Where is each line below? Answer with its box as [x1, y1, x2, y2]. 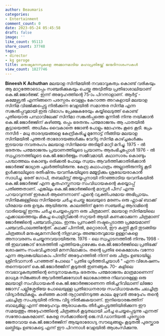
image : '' [5, 35, 26, 40]
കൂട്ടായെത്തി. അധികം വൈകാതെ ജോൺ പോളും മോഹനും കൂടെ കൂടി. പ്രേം [5, 125, 152, 131]
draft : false [5, 30, 32, 35]
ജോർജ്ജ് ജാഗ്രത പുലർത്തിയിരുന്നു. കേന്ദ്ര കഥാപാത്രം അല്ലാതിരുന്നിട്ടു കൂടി [5, 164, 152, 169]
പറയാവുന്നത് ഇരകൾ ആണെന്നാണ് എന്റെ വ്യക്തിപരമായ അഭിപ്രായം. [5, 191, 149, 197]
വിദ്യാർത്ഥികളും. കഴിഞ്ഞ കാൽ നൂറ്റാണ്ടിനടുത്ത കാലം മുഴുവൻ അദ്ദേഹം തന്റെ [5, 292, 159, 297]
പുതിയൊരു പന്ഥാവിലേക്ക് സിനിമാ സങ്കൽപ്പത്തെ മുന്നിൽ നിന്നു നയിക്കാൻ [5, 114, 154, 119]
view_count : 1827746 [5, 67, 48, 72]
